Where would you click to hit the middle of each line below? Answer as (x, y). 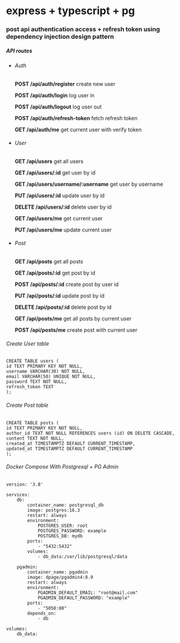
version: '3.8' (25, 484)
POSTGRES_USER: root (63, 526)
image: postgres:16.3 (54, 510)
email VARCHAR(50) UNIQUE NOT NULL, (51, 377)
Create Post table (27, 405)
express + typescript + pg (71, 11)
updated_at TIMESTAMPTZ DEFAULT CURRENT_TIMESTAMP (69, 449)
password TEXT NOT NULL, (36, 382)
